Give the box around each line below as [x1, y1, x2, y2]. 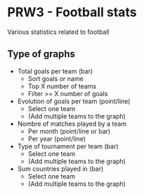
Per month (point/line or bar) [27, 126, 111, 135]
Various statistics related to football [7, 28, 110, 36]
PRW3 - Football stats [7, 4, 137, 20]
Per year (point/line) [27, 134, 86, 143]
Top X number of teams [27, 82, 97, 90]
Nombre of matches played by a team [17, 119, 127, 128]
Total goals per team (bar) [17, 66, 93, 75]
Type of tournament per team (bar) [17, 142, 119, 150]
